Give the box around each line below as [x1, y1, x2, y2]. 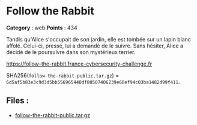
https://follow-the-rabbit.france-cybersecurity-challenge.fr [6, 60, 152, 67]
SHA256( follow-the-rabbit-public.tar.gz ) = [6, 72, 119, 79]
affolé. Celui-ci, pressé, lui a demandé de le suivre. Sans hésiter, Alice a [6, 42, 184, 49]
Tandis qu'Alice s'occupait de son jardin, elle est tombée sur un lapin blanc [6, 35, 191, 43]
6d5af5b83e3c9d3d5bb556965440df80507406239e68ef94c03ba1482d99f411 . [6, 78, 180, 85]
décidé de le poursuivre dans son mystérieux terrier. [6, 48, 136, 55]
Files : [6, 96, 29, 106]
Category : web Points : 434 [6, 24, 77, 31]
